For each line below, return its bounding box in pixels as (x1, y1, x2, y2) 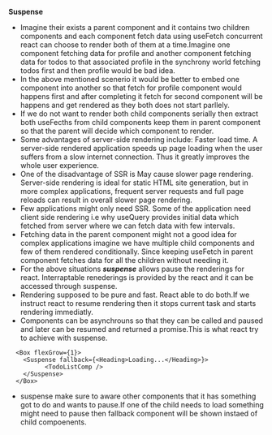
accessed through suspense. (19, 282, 118, 291)
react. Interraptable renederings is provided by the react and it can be (19, 273, 254, 282)
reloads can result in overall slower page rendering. (19, 195, 192, 205)
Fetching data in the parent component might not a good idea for (19, 230, 237, 239)
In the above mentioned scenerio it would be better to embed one (19, 75, 240, 84)
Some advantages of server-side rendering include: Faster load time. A (19, 135, 258, 144)
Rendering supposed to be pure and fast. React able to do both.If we (19, 290, 250, 299)
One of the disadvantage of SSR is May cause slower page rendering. (19, 170, 253, 179)
